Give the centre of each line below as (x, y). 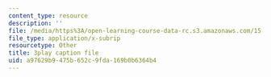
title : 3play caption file (54, 53)
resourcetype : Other (43, 46)
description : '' (35, 23)
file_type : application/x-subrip (65, 38)
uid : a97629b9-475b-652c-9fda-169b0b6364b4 (83, 61)
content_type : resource (48, 16)
